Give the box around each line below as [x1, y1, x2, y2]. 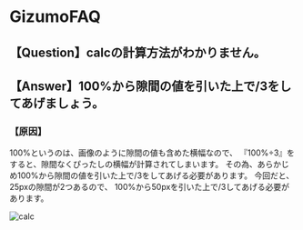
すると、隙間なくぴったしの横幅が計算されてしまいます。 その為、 [9, 159, 258, 170]
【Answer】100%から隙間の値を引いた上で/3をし [9, 78, 292, 94]
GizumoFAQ [9, 6, 102, 27]
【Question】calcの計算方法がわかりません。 [9, 45, 267, 60]
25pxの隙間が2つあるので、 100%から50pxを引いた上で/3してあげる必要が [9, 182, 289, 193]
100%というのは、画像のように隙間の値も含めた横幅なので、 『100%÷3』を [9, 147, 296, 158]
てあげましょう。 [9, 95, 105, 111]
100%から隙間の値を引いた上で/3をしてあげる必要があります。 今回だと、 [16, 170, 294, 181]
